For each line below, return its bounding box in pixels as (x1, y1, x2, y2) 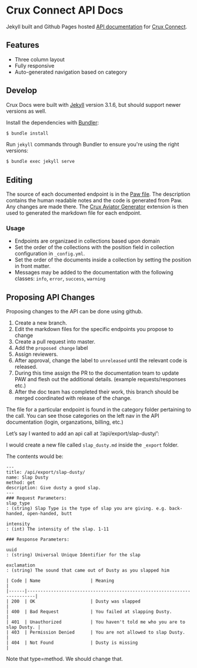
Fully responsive (14, 62, 55, 69)
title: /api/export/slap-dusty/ (6, 470, 85, 476)
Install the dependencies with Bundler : (6, 119, 99, 126)
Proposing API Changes (6, 292, 95, 302)
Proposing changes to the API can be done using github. (6, 308, 143, 315)
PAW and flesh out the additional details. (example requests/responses (14, 376, 186, 383)
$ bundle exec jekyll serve (6, 159, 75, 165)
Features (6, 40, 39, 50)
